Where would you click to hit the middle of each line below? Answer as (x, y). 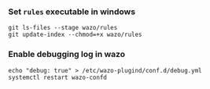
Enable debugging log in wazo (67, 55)
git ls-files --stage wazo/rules (63, 28)
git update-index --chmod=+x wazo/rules (76, 35)
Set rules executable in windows (72, 12)
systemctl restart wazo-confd (58, 77)
